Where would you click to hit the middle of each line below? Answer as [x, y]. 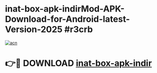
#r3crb [78, 29]
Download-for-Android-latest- [67, 19]
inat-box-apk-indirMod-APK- [65, 9]
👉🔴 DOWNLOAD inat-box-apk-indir [78, 63]
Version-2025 [34, 29]
